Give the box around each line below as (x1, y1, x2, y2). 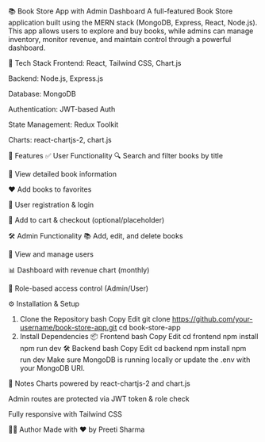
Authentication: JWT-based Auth (8, 105, 116, 113)
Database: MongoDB (8, 90, 77, 98)
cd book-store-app (118, 323, 181, 332)
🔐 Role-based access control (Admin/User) (8, 284, 149, 293)
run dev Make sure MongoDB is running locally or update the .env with (19, 355, 251, 364)
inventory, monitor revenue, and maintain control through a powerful (8, 35, 232, 44)
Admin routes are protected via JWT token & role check (8, 394, 190, 403)
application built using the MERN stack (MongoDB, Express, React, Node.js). (8, 18, 258, 27)
